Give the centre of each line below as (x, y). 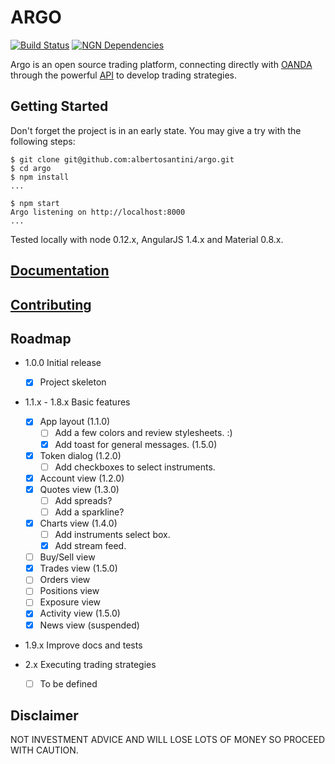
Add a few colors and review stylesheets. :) (143, 433)
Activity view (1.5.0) (80, 613)
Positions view (69, 591)
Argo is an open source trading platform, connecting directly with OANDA (161, 64)
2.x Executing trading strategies (90, 664)
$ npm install (40, 177)
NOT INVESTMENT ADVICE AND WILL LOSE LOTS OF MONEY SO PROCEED (168, 740)
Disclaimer (44, 716)
